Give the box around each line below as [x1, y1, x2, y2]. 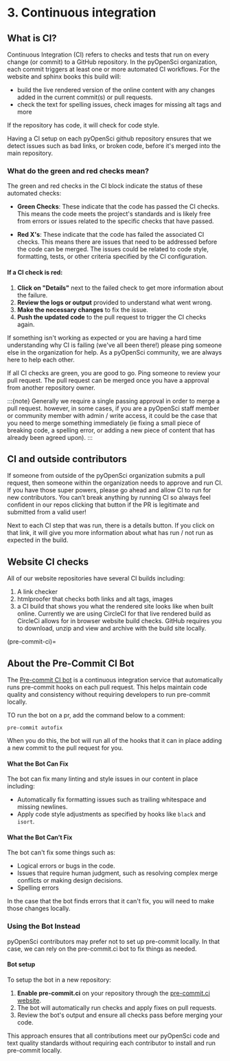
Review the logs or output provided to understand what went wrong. [16, 298, 213, 306]
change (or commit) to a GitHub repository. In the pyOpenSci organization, [7, 58, 218, 66]
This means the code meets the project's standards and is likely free [16, 210, 211, 218]
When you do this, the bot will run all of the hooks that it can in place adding [7, 736, 222, 744]
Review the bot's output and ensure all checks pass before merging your [16, 1011, 223, 1019]
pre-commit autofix [7, 724, 63, 731]
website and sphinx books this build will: [7, 72, 122, 81]
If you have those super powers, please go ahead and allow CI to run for [7, 486, 211, 494]
